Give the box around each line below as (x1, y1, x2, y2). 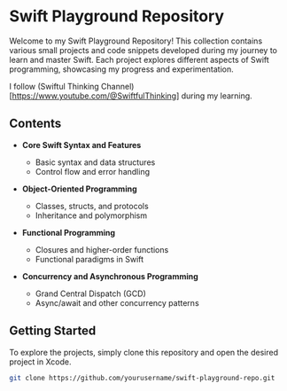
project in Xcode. (9, 356, 72, 367)
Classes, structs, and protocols (35, 200, 149, 211)
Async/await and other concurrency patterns (35, 297, 199, 308)
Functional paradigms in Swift (35, 254, 144, 264)
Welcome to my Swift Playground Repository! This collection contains (9, 35, 263, 46)
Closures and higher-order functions (35, 244, 169, 254)
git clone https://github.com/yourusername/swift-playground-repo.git (9, 373, 275, 382)
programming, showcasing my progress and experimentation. (9, 64, 234, 74)
